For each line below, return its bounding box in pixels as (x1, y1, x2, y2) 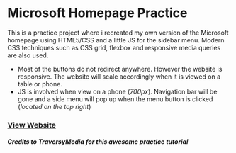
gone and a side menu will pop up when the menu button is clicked (17, 94, 213, 103)
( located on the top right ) (17, 102, 91, 110)
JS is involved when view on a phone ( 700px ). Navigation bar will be (17, 87, 218, 96)
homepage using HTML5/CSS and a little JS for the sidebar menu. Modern (7, 35, 225, 44)
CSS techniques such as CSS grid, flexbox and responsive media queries (7, 43, 221, 52)
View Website (7, 120, 57, 130)
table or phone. (17, 79, 62, 88)
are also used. (7, 51, 49, 59)
